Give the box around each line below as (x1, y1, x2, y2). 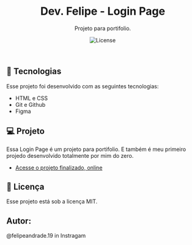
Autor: (6, 216, 32, 226)
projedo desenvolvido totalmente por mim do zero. (6, 152, 134, 159)
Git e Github (15, 101, 46, 108)
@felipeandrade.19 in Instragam (6, 232, 86, 239)
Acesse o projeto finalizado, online (15, 164, 103, 171)
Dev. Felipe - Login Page (40, 4, 166, 18)
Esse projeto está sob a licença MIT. (6, 198, 98, 205)
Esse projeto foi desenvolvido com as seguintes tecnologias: (6, 82, 159, 90)
